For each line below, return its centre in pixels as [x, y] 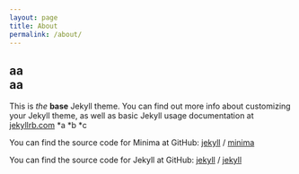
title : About [34, 26]
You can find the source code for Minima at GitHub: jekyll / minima [132, 143]
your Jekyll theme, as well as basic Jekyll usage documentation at [132, 116]
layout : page [34, 17]
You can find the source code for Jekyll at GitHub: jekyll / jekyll [126, 160]
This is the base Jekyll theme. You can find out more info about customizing [150, 106]
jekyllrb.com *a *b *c [48, 126]
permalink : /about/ [46, 34]
